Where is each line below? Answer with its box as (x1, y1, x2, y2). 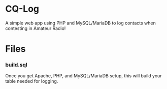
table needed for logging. (5, 78, 58, 84)
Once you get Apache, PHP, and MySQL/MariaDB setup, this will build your (5, 73, 162, 79)
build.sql (5, 62, 28, 69)
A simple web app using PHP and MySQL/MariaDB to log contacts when (5, 20, 156, 26)
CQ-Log (5, 3, 40, 15)
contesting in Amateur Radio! (5, 25, 66, 31)
